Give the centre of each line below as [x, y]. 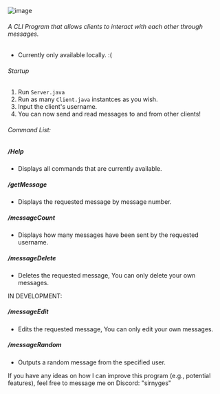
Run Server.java [41, 92]
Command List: [29, 130]
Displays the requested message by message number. [95, 201]
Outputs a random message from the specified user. [91, 362]
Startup [19, 71]
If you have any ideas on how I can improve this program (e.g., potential [109, 375]
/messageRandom [35, 345]
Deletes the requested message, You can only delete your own [107, 275]
